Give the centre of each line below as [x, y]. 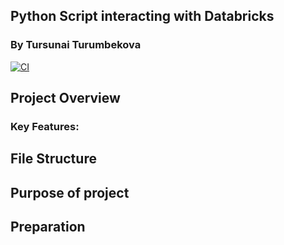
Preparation [48, 227]
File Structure [53, 159]
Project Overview [65, 98]
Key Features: [45, 126]
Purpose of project [70, 192]
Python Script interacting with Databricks [142, 16]
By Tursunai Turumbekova [76, 45]
